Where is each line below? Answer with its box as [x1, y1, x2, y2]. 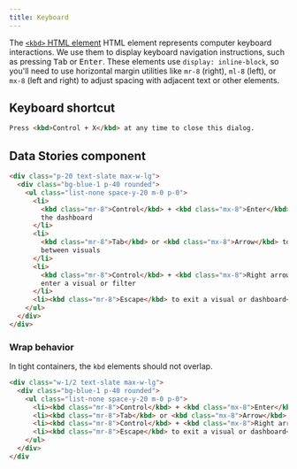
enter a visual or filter [41, 279, 137, 288]
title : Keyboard [9, 12, 69, 22]
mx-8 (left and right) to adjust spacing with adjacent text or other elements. [9, 74, 280, 85]
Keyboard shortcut [9, 101, 116, 116]
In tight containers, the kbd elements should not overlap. [9, 361, 214, 372]
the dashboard [41, 213, 93, 222]
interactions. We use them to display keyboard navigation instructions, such [9, 46, 286, 58]
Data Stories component [9, 148, 146, 164]
